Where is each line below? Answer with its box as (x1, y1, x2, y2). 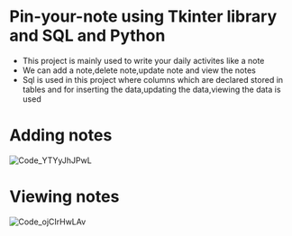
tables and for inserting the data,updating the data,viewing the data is (22, 84, 281, 95)
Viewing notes (9, 186, 120, 207)
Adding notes (9, 125, 113, 146)
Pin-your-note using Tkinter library (9, 6, 278, 27)
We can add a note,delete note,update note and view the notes (22, 65, 257, 76)
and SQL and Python (9, 25, 166, 46)
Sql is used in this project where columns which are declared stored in (22, 74, 284, 85)
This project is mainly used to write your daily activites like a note (22, 55, 265, 66)
